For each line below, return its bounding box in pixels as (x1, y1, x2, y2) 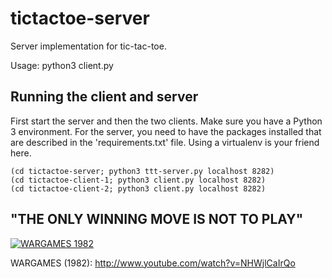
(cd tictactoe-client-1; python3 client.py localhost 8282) (10, 175, 267, 185)
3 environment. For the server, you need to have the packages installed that (10, 125, 322, 137)
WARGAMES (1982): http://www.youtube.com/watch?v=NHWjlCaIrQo (10, 257, 296, 269)
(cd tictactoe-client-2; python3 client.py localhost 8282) (10, 183, 267, 194)
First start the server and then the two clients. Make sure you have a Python (10, 115, 323, 127)
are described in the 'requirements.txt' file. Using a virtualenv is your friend (10, 136, 320, 148)
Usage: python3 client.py (10, 59, 114, 71)
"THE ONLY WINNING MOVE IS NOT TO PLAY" (10, 211, 304, 228)
